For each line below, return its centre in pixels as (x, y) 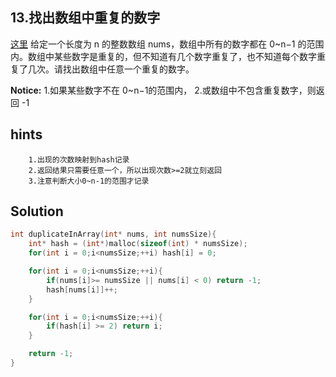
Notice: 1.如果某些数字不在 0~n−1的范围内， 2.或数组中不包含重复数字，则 (163, 90)
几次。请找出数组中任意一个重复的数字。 (111, 69)
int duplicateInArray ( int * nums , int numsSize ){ (113, 234)
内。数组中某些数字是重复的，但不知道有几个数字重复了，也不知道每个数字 (163, 56)
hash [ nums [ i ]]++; (82, 289)
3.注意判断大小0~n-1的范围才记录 (89, 181)
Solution (37, 211)
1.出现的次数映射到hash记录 (79, 159)
